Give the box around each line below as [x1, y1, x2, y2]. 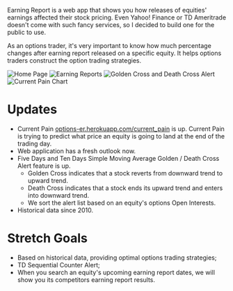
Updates [7, 102, 58, 118]
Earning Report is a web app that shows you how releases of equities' [7, 6, 207, 14]
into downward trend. [27, 191, 89, 199]
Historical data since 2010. [17, 205, 94, 214]
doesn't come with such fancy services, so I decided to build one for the [7, 21, 215, 29]
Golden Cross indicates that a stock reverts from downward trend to [27, 168, 223, 177]
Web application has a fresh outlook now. [17, 146, 136, 155]
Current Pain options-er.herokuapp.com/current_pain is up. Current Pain [17, 125, 225, 133]
